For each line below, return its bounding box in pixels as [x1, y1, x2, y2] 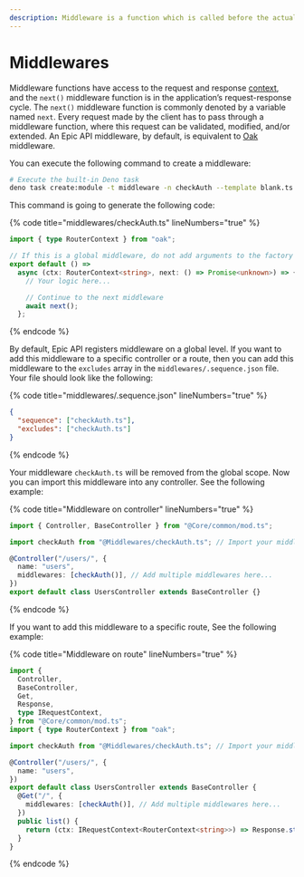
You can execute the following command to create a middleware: [9, 158, 252, 169]
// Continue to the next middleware [25, 293, 165, 302]
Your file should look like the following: [9, 372, 154, 383]
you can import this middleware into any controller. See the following [9, 477, 265, 487]
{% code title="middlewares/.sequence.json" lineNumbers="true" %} [9, 390, 268, 401]
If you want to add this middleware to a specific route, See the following [9, 622, 277, 632]
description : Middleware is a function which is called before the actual [9, 13, 298, 23]
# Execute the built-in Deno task [9, 175, 140, 184]
